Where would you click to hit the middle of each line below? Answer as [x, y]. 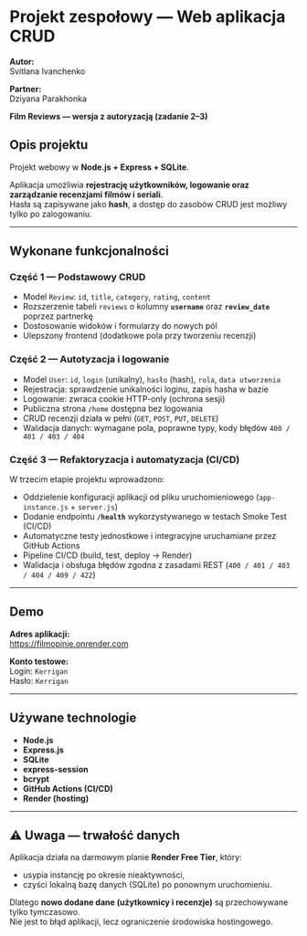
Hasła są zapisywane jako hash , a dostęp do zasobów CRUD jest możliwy [148, 204]
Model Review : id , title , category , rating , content [117, 297]
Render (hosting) [56, 798]
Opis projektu [49, 145]
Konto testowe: [39, 661]
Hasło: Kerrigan [39, 680]
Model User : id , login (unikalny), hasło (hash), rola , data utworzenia [152, 379]
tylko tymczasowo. [45, 912]
